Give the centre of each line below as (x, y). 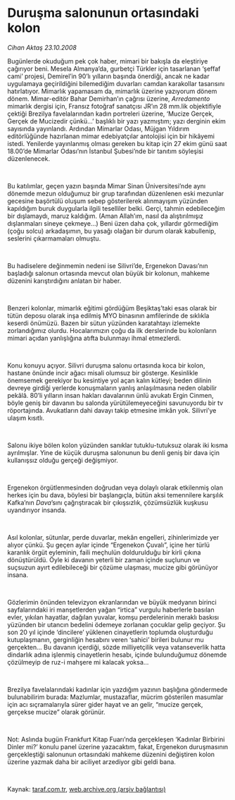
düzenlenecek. (29, 158)
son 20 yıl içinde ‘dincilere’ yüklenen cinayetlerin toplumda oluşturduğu (110, 632)
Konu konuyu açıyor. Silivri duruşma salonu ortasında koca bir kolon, (106, 365)
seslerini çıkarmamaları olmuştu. (54, 238)
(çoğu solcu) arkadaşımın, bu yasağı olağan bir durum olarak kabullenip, (112, 231)
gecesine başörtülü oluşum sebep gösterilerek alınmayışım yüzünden (108, 201)
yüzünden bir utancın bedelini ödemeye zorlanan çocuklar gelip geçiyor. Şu (116, 624)
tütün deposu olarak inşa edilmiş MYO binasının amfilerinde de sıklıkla (108, 315)
